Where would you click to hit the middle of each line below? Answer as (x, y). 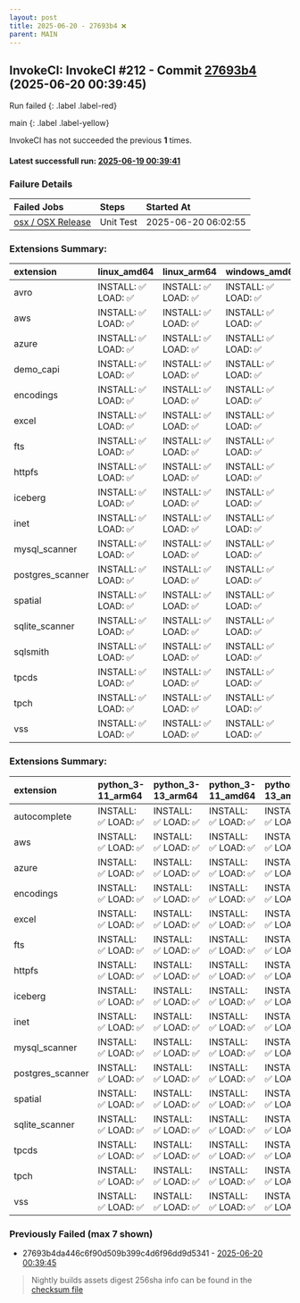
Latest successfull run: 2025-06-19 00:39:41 (95, 161)
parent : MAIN (33, 34)
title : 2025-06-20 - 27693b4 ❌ (68, 26)
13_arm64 (175, 796)
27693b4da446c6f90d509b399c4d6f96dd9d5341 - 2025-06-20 (142, 1253)
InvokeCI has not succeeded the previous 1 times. (100, 140)
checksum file (57, 1289)
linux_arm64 (189, 271)
